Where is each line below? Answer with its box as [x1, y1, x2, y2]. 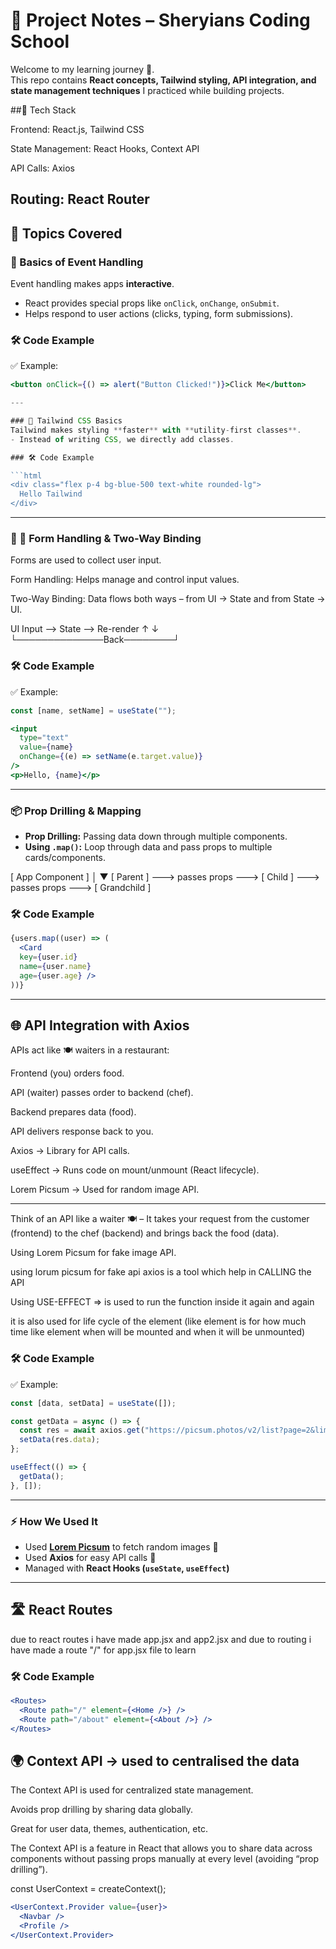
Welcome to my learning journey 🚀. [10, 63, 155, 75]
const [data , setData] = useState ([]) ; [10, 1398, 177, 1408]
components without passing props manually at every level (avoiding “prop [10, 1853, 319, 1865]
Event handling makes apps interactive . [10, 278, 175, 290]
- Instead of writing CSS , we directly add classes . [10, 434, 235, 444]
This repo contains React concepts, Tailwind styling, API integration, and [10, 74, 317, 86]
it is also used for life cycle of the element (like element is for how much [10, 1315, 307, 1328]
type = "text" [19, 733, 70, 743]
